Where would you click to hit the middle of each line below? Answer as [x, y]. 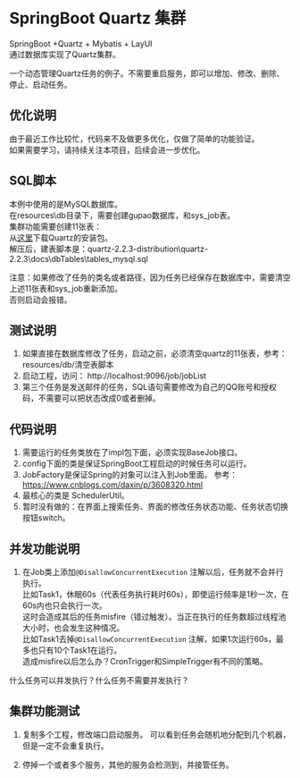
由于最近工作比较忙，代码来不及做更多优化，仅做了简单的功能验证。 [134, 139]
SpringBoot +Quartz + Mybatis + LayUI [81, 43]
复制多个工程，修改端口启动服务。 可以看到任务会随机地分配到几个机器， [156, 734]
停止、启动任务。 [41, 84]
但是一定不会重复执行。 [65, 745]
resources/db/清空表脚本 [68, 365]
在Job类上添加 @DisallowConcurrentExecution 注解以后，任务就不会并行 [153, 572]
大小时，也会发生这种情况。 [73, 628]
